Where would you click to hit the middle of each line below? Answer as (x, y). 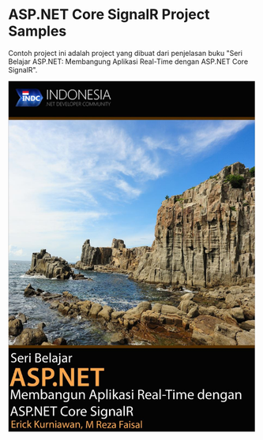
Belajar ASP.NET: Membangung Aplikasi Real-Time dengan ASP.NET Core (128, 62)
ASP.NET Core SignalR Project (109, 15)
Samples (38, 31)
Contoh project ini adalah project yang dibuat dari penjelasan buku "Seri (126, 53)
